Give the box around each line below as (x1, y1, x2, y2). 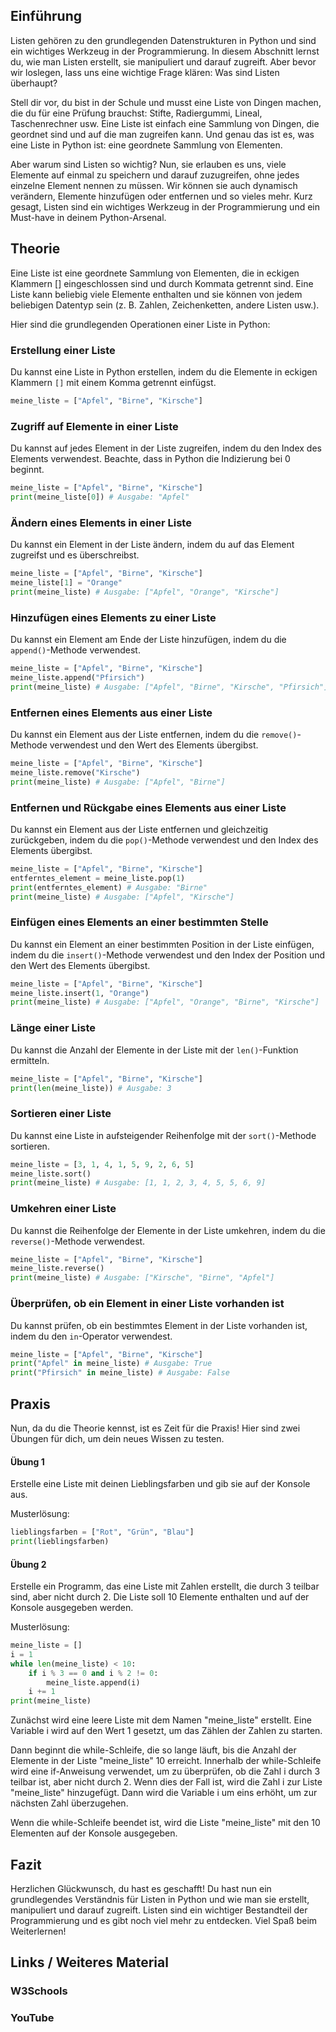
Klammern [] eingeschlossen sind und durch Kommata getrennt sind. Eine (10, 277, 314, 289)
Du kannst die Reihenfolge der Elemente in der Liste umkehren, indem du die (10, 1224, 326, 1236)
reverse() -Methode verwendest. (10, 1235, 146, 1247)
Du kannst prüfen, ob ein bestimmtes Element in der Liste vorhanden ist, (10, 1319, 308, 1331)
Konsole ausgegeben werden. (10, 1602, 134, 1614)
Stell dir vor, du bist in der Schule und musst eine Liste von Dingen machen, (10, 96, 322, 108)
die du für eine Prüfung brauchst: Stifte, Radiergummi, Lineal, (10, 107, 263, 119)
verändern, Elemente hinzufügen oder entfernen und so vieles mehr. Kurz (10, 190, 313, 202)
